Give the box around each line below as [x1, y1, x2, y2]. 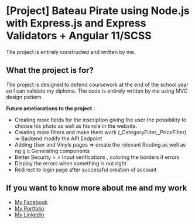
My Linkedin [14, 211, 45, 218]
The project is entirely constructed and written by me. [6, 48, 136, 55]
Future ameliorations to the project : [6, 104, 95, 112]
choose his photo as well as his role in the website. [14, 122, 138, 130]
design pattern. [6, 93, 43, 100]
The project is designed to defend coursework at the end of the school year [6, 81, 189, 88]
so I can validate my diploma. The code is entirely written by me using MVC [6, 87, 188, 94]
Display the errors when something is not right [14, 159, 127, 167]
